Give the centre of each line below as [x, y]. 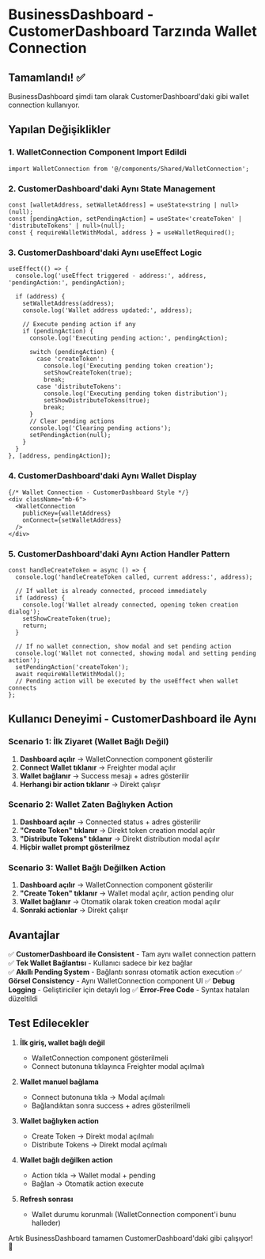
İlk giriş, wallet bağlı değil [62, 1042]
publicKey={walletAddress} [67, 513]
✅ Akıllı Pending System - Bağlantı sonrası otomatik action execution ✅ [125, 972]
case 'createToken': [70, 359]
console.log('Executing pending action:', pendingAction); [128, 338]
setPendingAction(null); [70, 436]
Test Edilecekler [49, 1023]
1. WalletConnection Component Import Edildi [98, 152]
